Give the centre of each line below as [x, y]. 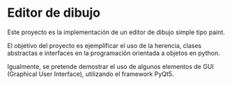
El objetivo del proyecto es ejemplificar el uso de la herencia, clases [105, 45]
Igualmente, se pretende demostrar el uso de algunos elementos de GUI [110, 66]
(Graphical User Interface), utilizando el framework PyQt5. [91, 74]
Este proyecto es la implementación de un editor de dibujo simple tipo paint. [116, 32]
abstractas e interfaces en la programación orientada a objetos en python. [114, 53]
